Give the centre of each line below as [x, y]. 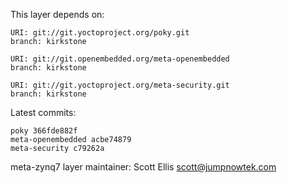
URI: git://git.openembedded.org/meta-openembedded [120, 59]
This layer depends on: [57, 14]
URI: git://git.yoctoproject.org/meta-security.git [120, 85]
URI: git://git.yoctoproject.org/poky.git [100, 33]
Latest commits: [43, 112]
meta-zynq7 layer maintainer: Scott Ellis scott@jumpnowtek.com [143, 167]
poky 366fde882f [44, 131]
